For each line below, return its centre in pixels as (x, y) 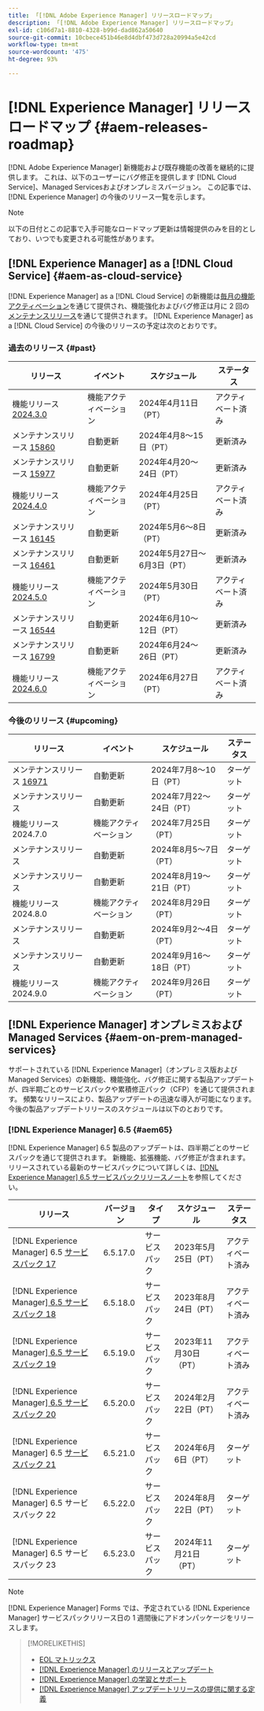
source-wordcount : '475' (49, 52)
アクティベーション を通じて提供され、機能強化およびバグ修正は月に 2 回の (129, 306)
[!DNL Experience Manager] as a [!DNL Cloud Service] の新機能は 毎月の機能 (132, 296)
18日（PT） (173, 968)
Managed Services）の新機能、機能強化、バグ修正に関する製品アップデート (132, 1079)
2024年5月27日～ (172, 553)
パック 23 (38, 1565)
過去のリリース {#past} (52, 348)
